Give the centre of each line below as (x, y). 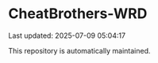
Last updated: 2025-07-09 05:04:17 (67, 35)
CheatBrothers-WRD (78, 14)
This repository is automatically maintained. (79, 50)
